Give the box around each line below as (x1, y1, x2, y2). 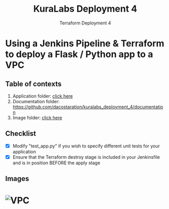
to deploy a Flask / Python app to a (5, 49, 153, 60)
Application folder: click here (12, 93, 73, 99)
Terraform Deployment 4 (59, 20, 112, 26)
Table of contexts (5, 79, 62, 88)
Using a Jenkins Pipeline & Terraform (5, 38, 164, 49)
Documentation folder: (12, 98, 60, 104)
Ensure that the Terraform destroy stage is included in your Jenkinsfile (12, 154, 160, 160)
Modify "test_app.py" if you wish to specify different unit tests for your (12, 143, 160, 149)
